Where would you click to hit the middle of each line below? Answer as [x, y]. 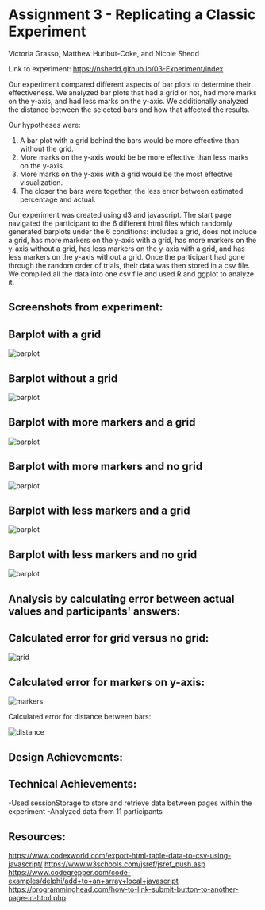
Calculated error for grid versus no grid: [109, 638]
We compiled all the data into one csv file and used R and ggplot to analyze [131, 274]
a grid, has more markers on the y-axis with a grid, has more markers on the [132, 240]
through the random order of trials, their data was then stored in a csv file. [129, 265]
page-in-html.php [37, 898]
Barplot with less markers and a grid [99, 510]
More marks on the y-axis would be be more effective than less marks [134, 157]
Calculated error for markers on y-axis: [107, 682]
